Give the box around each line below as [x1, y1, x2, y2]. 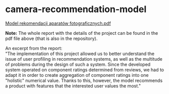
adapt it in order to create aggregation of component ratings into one [5, 72, 149, 78]
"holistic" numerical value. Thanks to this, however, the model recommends [5, 77, 163, 83]
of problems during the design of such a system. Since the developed [5, 61, 151, 67]
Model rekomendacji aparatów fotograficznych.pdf [5, 20, 111, 26]
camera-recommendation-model [5, 4, 147, 15]
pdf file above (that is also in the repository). [5, 35, 98, 41]
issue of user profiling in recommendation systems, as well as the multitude [5, 56, 163, 62]
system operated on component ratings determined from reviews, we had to [5, 67, 164, 73]
